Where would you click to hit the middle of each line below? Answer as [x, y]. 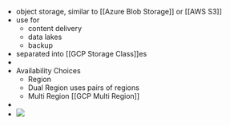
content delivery [55, 28]
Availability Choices [48, 70]
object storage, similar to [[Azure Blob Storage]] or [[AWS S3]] [119, 12]
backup [40, 45]
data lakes [45, 37]
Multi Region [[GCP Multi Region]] [84, 96]
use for [28, 20]
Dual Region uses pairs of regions [84, 88]
